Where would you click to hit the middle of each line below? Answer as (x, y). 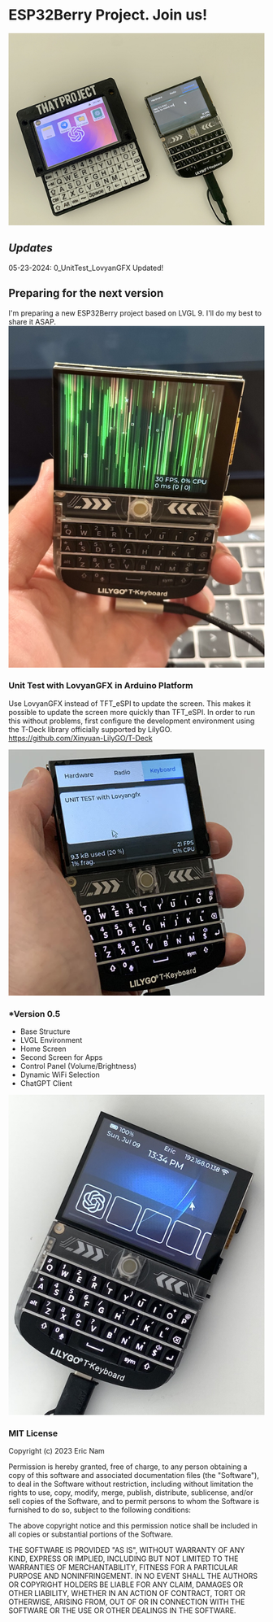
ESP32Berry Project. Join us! (108, 15)
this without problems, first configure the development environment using (132, 721)
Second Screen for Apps (61, 1057)
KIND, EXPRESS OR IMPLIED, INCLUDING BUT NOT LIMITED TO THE (123, 1559)
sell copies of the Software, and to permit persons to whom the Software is (134, 1502)
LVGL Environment (51, 1040)
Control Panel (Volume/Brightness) (78, 1066)
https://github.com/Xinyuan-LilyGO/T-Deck (80, 738)
